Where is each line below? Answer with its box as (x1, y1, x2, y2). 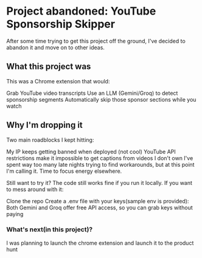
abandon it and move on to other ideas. (6, 44, 105, 51)
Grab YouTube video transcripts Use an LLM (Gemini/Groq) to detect (6, 89, 178, 97)
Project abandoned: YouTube (6, 4, 156, 18)
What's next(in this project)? (6, 225, 93, 234)
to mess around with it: (6, 186, 64, 193)
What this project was (6, 61, 91, 72)
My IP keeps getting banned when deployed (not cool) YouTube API (6, 148, 176, 155)
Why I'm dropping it (6, 120, 83, 130)
